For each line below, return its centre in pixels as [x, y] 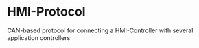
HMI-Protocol [46, 12]
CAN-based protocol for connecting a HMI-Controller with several [100, 30]
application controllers [39, 37]
